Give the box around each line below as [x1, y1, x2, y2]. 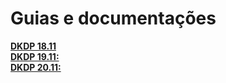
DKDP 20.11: [10, 61, 62, 73]
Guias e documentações [10, 7, 217, 30]
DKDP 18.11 [10, 40, 57, 52]
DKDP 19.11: [10, 50, 60, 62]
